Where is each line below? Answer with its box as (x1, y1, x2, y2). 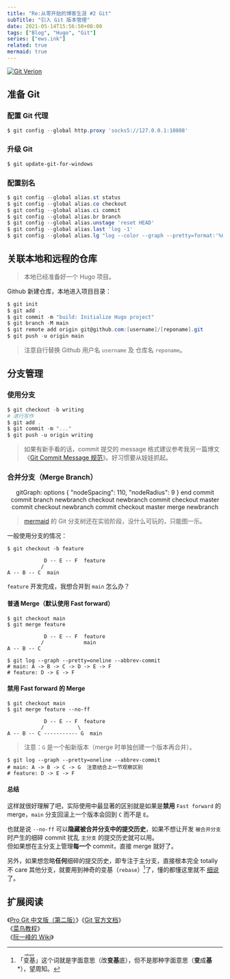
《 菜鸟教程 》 (7, 924, 43, 932)
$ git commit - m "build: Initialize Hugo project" (7, 314, 155, 320)
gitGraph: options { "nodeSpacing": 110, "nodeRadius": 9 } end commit (16, 488, 214, 497)
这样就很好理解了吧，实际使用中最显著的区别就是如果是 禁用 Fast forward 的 (7, 802, 221, 810)
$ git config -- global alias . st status (7, 193, 121, 201)
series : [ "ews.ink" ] (7, 36, 66, 43)
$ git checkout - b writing (7, 406, 84, 413)
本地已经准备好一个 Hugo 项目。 (23, 272, 115, 281)
